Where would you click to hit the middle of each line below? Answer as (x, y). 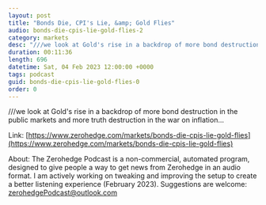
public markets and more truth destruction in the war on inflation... (116, 120)
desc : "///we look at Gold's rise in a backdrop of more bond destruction (134, 45)
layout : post (30, 15)
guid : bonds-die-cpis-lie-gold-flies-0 (74, 82)
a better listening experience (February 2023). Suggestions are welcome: (128, 184)
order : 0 (23, 89)
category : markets (38, 38)
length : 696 (28, 60)
